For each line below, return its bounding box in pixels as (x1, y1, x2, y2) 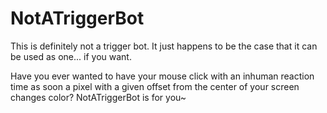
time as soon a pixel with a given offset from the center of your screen (10, 80, 300, 92)
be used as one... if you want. (10, 50, 132, 62)
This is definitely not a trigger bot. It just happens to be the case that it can (10, 40, 318, 52)
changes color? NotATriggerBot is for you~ (10, 91, 187, 103)
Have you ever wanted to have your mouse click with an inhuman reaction (10, 70, 315, 82)
